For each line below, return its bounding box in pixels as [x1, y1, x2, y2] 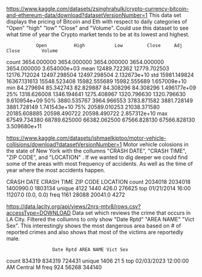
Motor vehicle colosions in [123, 141, 189, 148]
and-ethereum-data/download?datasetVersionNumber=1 [6, 11, 148, 19]
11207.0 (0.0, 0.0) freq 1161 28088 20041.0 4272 [6, 191, 125, 198]
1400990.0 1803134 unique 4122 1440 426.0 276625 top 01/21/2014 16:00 [6, 184, 191, 192]
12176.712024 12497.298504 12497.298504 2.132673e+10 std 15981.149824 [6, 71, 195, 78]
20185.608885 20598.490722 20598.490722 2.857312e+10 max [6, 110, 168, 117]
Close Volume [6, 48, 59, 54]
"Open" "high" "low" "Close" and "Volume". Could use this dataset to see [6, 24, 189, 31]
